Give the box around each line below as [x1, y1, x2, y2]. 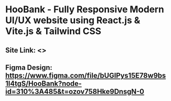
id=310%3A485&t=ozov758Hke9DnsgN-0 [5, 87, 145, 96]
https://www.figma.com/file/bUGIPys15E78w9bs [5, 71, 166, 80]
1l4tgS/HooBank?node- [5, 79, 82, 88]
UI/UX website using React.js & [5, 14, 140, 26]
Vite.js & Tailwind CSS [5, 26, 102, 37]
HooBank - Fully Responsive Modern [5, 4, 164, 15]
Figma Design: [5, 63, 53, 72]
